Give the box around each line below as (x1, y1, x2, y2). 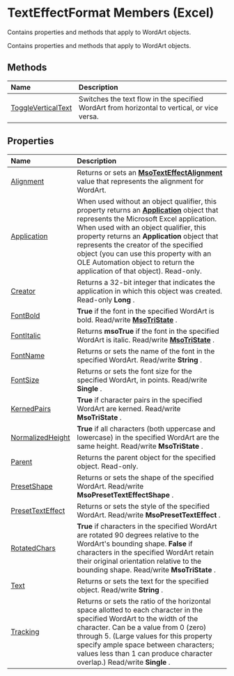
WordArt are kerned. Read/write (77, 404, 181, 413)
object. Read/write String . (77, 585, 164, 594)
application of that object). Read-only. (77, 266, 202, 276)
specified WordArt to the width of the (77, 613, 198, 623)
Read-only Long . (77, 295, 135, 305)
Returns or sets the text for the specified (77, 576, 209, 586)
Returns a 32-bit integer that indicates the (77, 277, 216, 287)
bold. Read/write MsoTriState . (77, 315, 178, 325)
